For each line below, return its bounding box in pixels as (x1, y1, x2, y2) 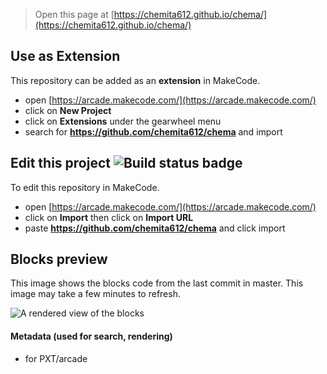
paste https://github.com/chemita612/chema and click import (24, 222, 286, 234)
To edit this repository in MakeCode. (10, 181, 160, 193)
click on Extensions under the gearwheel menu (24, 115, 222, 127)
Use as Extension (10, 48, 121, 65)
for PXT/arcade (24, 352, 88, 364)
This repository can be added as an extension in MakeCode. (10, 74, 261, 86)
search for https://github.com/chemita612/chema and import (24, 125, 283, 138)
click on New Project (24, 104, 112, 116)
